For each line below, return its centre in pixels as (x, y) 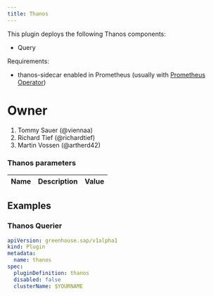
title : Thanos (28, 14)
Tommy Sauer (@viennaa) (55, 130)
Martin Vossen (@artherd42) (59, 145)
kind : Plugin (26, 247)
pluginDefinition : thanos (52, 273)
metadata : (22, 254)
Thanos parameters (41, 163)
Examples (29, 206)
